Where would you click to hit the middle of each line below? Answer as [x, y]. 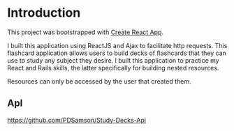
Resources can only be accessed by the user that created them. [99, 81]
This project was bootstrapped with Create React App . [86, 32]
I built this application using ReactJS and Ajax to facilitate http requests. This [117, 45]
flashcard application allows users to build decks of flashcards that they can [117, 53]
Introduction [44, 13]
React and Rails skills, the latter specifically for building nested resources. [113, 68]
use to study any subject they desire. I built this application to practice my [113, 60]
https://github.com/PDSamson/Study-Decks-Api [77, 120]
